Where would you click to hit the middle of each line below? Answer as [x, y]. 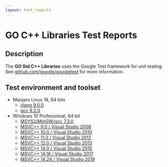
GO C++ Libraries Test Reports [71, 35]
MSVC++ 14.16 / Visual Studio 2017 [57, 154]
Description [24, 54]
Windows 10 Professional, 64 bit [46, 116]
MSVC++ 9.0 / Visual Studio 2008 [56, 127]
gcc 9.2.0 [30, 110]
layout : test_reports [28, 10]
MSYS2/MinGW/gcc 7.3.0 [47, 121]
